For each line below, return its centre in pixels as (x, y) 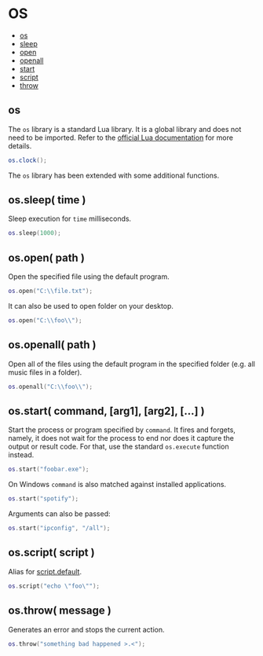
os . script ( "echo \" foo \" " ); (54, 586)
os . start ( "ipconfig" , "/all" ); (59, 528)
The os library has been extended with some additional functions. (114, 175)
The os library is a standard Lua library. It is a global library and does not (125, 129)
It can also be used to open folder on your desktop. (91, 306)
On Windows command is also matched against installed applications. (117, 485)
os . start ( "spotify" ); (44, 499)
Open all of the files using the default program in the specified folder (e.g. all (131, 364)
